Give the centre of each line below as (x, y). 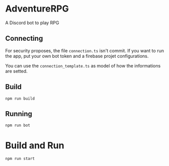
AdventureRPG (37, 9)
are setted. (16, 71)
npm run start (20, 159)
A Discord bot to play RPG (32, 23)
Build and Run (35, 145)
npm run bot (18, 126)
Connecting (24, 38)
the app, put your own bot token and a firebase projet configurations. (77, 56)
